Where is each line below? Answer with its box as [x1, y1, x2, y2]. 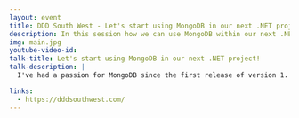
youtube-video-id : [9, 46, 77, 55]
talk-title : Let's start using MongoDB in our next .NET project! [9, 54, 261, 63]
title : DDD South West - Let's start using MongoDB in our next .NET [9, 21, 273, 30]
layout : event [9, 12, 62, 22]
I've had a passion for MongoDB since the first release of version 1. [17, 71, 289, 80]
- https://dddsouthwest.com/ [17, 95, 125, 104]
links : [9, 86, 34, 96]
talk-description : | [9, 63, 86, 72]
